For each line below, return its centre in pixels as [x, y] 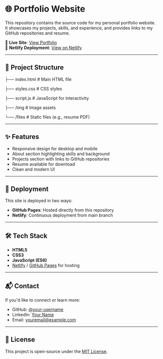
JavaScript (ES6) [29, 260]
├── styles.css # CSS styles [33, 89]
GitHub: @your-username [38, 309]
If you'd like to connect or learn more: [43, 300]
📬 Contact [22, 286]
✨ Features [22, 137]
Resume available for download [43, 164]
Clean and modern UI [33, 169]
